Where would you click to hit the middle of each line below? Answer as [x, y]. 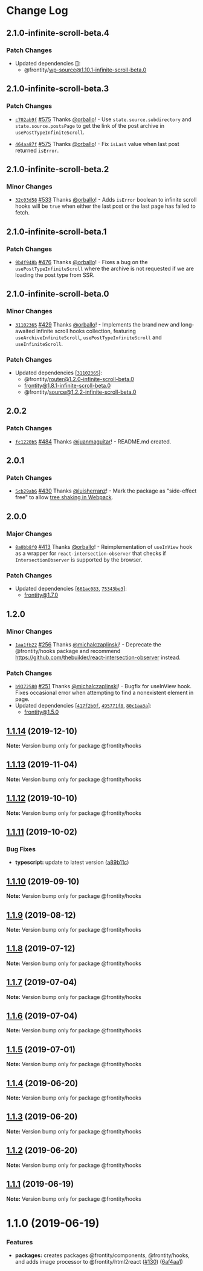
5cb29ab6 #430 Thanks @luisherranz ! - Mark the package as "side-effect [106, 491]
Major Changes [29, 534]
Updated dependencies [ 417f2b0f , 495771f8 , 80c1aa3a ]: [83, 706]
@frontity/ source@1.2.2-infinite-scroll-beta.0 [80, 392]
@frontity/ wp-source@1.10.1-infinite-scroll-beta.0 [85, 70]
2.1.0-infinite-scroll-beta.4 [58, 33]
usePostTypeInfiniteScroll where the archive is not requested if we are [105, 268]
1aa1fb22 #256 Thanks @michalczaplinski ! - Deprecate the [88, 644]
